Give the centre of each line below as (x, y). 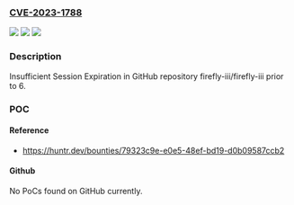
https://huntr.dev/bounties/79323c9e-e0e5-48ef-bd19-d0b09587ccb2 (153, 150)
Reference (29, 130)
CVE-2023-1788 (46, 13)
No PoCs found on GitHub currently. (76, 191)
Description (36, 57)
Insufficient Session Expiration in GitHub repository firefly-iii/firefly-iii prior (147, 76)
